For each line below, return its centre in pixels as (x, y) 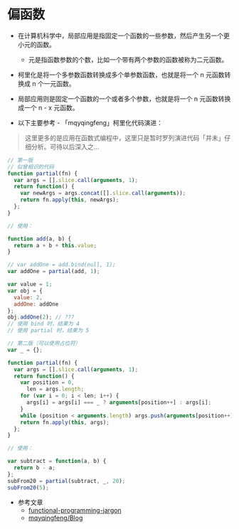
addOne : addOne (36, 304)
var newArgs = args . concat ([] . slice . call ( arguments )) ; (103, 193)
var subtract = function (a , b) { (57, 461)
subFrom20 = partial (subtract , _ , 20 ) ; (67, 481)
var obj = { (25, 291)
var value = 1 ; (30, 284)
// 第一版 (20, 160)
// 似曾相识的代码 (31, 167)
